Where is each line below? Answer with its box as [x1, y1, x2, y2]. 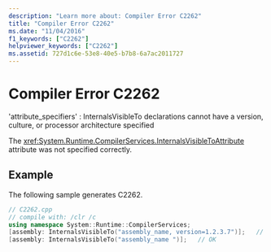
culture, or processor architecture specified [8, 119, 155, 130]
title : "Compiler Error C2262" [8, 20, 115, 28]
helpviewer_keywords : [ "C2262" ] [8, 42, 118, 50]
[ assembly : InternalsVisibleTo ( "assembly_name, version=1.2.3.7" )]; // [8, 228, 264, 237]
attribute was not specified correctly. [8, 144, 133, 154]
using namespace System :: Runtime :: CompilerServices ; [8, 220, 191, 228]
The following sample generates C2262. [8, 189, 143, 199]
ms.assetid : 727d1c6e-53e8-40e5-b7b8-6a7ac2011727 [8, 50, 184, 58]
